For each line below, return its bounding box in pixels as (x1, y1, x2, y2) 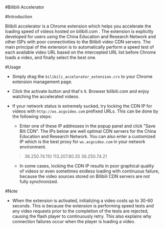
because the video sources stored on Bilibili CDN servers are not (19, 173, 150, 179)
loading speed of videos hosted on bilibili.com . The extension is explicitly (5, 29, 154, 34)
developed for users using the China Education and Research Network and (5, 34, 156, 39)
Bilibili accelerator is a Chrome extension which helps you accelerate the (5, 23, 152, 29)
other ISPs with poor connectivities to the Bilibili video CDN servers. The (5, 39, 151, 45)
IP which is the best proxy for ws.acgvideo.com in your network (19, 139, 145, 144)
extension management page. (12, 79, 72, 85)
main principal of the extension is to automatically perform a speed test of (5, 44, 154, 50)
